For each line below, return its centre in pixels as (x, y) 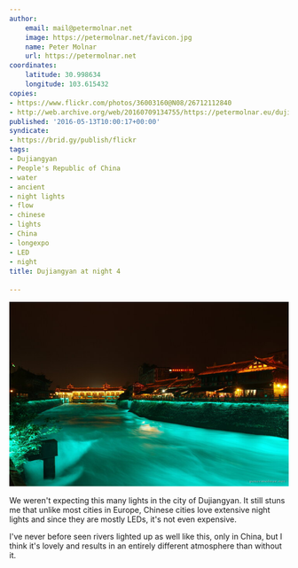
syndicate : (29, 131)
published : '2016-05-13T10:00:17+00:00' (85, 121)
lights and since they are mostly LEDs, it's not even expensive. (123, 519)
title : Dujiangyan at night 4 (65, 271)
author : (24, 19)
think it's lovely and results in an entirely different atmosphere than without (145, 546)
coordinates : (33, 66)
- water (24, 177)
